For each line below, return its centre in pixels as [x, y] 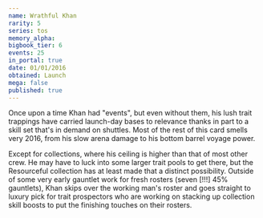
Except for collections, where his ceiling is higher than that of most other [128, 154]
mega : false [28, 83]
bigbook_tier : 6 [35, 46]
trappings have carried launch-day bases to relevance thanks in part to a [129, 122]
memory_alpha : [32, 38]
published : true [35, 90]
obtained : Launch [37, 75]
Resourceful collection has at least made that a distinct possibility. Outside [131, 171]
